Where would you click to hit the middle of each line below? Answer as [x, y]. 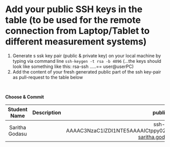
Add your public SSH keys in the [74, 9]
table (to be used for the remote [73, 20]
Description [47, 113]
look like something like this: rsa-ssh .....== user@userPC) [73, 66]
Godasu [17, 134]
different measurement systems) [76, 42]
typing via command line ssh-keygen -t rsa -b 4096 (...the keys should [87, 61]
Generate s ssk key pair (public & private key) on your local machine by [87, 56]
